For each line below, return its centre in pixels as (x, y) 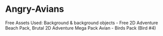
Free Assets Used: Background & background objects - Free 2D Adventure (82, 23)
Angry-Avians (35, 9)
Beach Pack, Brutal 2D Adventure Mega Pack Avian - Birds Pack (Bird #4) (81, 28)
